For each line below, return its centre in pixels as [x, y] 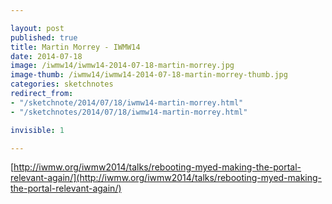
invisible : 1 [37, 130]
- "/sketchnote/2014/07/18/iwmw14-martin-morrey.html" [127, 102]
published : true [44, 37]
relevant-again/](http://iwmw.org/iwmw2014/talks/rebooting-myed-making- [166, 178]
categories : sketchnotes [62, 84]
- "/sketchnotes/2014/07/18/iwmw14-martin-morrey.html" [129, 112]
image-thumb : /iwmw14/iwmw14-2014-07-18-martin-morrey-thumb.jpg [149, 75]
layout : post [37, 28]
